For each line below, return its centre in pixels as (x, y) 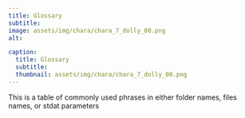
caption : (23, 53)
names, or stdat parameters (54, 105)
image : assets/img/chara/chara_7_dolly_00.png (87, 30)
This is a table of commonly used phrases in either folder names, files (123, 97)
